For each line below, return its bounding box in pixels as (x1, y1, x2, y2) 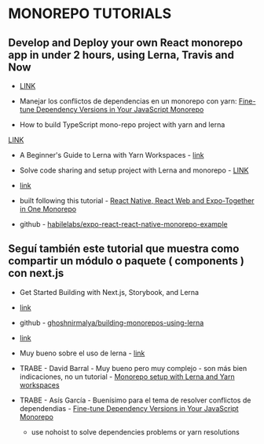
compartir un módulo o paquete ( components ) (8, 254, 245, 267)
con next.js (8, 267, 64, 280)
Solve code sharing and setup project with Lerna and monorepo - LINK (19, 166, 249, 175)
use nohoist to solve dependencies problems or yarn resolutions (31, 427, 240, 436)
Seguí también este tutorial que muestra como (8, 242, 240, 256)
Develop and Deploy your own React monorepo (8, 36, 244, 49)
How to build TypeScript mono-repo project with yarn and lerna (19, 120, 225, 129)
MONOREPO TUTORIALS (8, 5, 172, 23)
